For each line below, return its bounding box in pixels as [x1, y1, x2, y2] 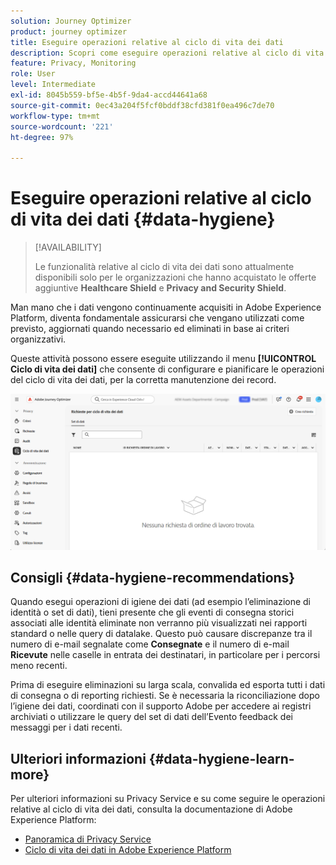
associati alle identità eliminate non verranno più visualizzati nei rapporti [10, 617, 308, 629]
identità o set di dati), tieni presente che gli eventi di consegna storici [10, 606, 295, 619]
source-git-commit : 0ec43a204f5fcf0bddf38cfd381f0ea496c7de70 [10, 100, 275, 110]
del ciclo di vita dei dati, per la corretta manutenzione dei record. [10, 374, 277, 386]
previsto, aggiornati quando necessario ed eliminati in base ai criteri [10, 323, 290, 335]
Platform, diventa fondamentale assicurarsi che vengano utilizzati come [10, 312, 305, 324]
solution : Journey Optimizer [10, 16, 132, 26]
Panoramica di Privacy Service [24, 833, 152, 845]
